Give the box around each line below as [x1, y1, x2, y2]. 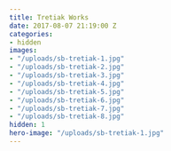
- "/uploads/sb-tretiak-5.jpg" [9, 87, 125, 96]
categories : [9, 29, 53, 38]
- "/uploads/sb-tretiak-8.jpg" [9, 112, 125, 121]
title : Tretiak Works [9, 12, 89, 22]
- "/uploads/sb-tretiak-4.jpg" [9, 79, 125, 88]
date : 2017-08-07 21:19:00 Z [9, 21, 117, 30]
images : [9, 46, 38, 55]
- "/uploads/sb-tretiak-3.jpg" [9, 71, 125, 80]
